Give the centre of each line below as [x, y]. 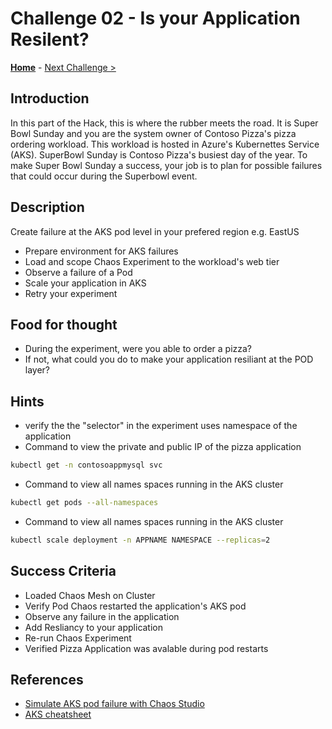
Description [47, 207]
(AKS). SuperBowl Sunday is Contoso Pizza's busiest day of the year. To [159, 154]
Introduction [50, 98]
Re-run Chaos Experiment [78, 638]
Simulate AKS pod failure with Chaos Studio [114, 704]
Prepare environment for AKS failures [101, 251]
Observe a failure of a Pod [78, 272]
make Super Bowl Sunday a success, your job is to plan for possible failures [166, 165]
